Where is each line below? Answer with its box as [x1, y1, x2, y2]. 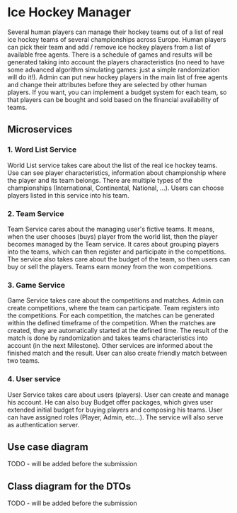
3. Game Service [7, 280, 66, 290]
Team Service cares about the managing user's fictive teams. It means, [7, 225, 215, 233]
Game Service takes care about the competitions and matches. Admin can [7, 296, 224, 305]
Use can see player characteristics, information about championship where [7, 168, 226, 177]
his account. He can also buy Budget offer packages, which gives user [7, 398, 214, 406]
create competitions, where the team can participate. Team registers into [7, 304, 220, 312]
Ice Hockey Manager [7, 4, 132, 21]
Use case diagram [7, 441, 88, 453]
